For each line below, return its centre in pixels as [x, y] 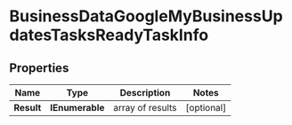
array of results [145, 108]
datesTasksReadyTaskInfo [109, 35]
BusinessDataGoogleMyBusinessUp [146, 16]
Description [145, 93]
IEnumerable [77, 108]
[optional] [206, 108]
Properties [39, 68]
